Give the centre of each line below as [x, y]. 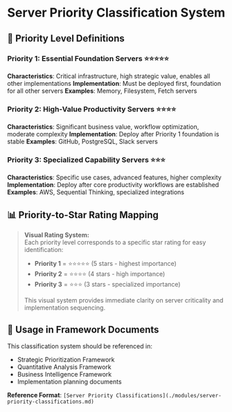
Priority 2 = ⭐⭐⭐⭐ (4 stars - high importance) [100, 274]
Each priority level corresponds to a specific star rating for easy [115, 242]
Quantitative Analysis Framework [64, 367]
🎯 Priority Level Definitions [66, 38]
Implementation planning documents [70, 382]
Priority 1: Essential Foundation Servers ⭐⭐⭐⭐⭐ [88, 58]
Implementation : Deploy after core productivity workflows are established [113, 185]
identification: [44, 250]
